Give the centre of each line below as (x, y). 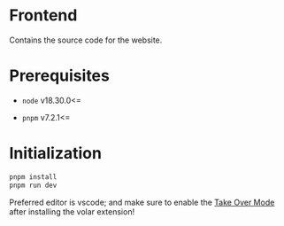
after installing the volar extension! (72, 211)
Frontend (43, 16)
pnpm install (33, 177)
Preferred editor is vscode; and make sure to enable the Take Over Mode (142, 202)
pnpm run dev (33, 185)
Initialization (55, 154)
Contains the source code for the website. (86, 40)
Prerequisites (60, 76)
